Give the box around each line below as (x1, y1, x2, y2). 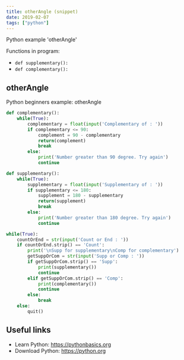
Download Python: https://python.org (14, 347, 106, 354)
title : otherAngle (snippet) (6, 8, 78, 15)
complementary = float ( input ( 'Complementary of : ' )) (27, 121, 163, 127)
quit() (27, 308, 44, 314)
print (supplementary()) (37, 264, 97, 270)
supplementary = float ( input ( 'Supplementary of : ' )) (27, 181, 163, 187)
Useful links (6, 325, 52, 335)
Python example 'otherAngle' (6, 36, 77, 43)
